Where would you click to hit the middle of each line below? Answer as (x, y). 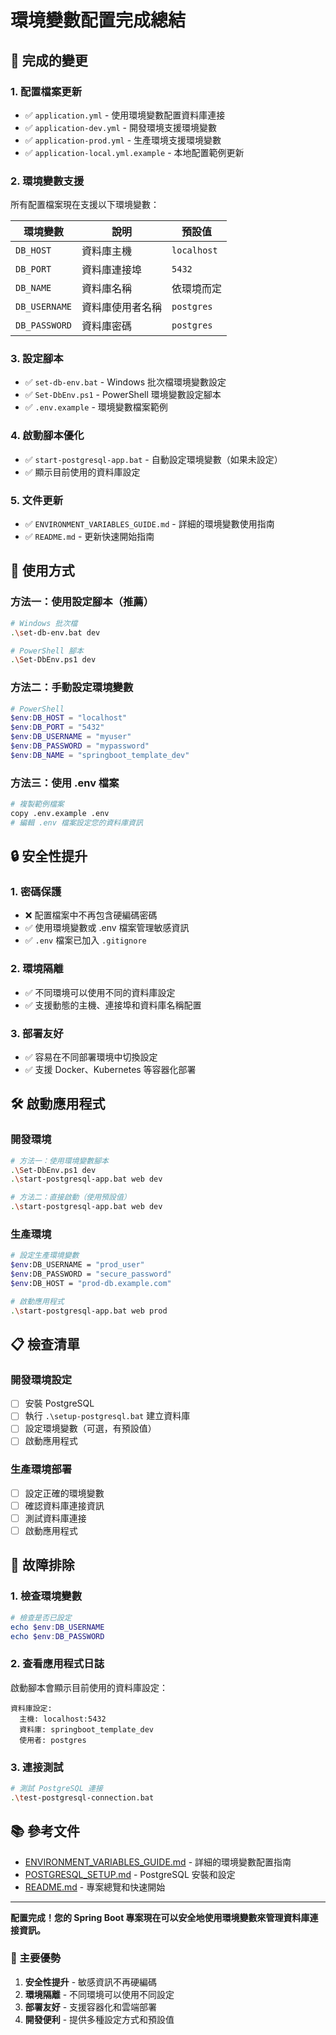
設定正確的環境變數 (64, 1493)
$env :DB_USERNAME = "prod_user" (77, 1265)
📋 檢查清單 (45, 1344)
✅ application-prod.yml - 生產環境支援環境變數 (123, 140)
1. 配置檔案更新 (46, 91)
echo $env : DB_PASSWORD (57, 1636)
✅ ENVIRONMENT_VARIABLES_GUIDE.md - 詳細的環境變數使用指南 (149, 524)
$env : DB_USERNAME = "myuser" (71, 737)
